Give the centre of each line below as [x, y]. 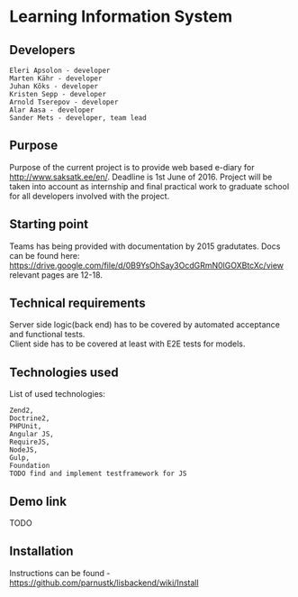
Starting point [49, 224]
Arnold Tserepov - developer [64, 102]
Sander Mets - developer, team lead [78, 118]
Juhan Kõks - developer [54, 87]
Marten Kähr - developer [56, 78]
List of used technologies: [57, 394]
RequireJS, [30, 442]
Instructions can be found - [60, 573]
